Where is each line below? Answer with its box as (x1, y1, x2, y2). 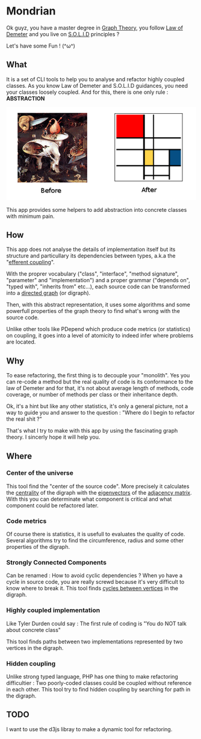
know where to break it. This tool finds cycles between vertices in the (6, 585, 179, 592)
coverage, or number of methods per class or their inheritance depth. (6, 391, 179, 398)
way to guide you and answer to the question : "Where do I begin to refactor (6, 409, 195, 416)
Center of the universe (6, 469, 74, 477)
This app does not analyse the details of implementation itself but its (6, 246, 176, 253)
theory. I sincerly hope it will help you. (6, 433, 100, 441)
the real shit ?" (6, 415, 42, 422)
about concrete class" (6, 626, 61, 633)
